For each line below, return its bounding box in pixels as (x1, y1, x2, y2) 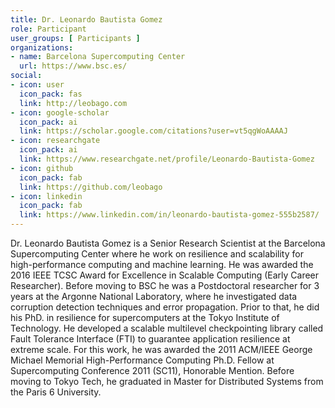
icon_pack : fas (19, 89, 83, 99)
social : (10, 71, 43, 81)
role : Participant (10, 24, 87, 34)
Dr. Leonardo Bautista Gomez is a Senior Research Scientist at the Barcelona (10, 237, 326, 249)
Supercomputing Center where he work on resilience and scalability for (10, 248, 304, 260)
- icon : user (10, 80, 65, 90)
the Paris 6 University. (10, 386, 102, 398)
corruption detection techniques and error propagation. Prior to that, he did (10, 301, 320, 313)
